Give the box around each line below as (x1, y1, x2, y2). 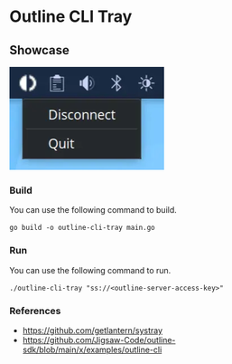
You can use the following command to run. (9, 264, 172, 275)
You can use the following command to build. (9, 205, 178, 216)
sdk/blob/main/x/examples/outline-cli (22, 344, 162, 355)
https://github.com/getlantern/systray (22, 324, 163, 336)
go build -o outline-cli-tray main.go (9, 224, 155, 233)
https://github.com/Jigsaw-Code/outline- (22, 334, 176, 345)
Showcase (9, 43, 70, 58)
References (9, 304, 61, 317)
